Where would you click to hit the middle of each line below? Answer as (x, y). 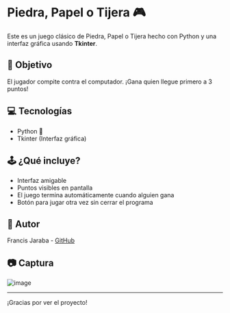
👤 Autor (24, 224)
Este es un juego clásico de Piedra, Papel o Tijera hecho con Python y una (112, 36)
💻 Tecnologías (40, 111)
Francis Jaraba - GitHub (41, 240)
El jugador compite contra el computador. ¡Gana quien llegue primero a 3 (110, 82)
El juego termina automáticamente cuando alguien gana (95, 195)
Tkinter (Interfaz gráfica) (52, 138)
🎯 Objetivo (30, 65)
